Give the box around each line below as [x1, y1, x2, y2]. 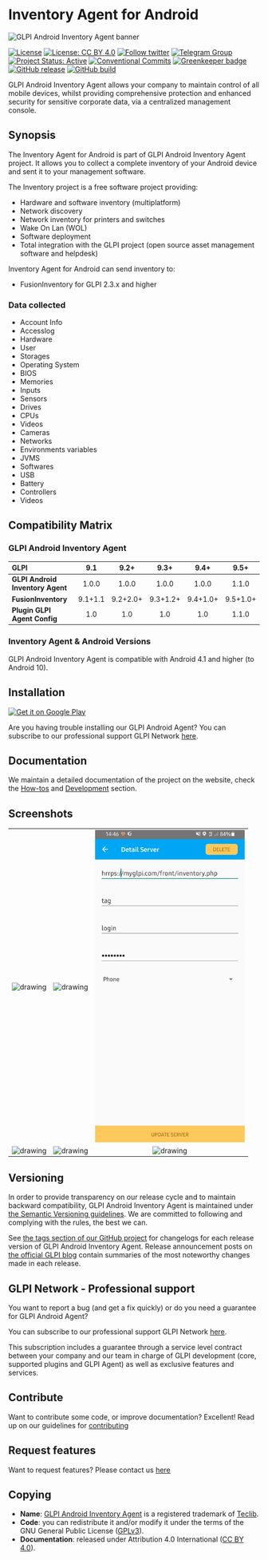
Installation [8, 686, 65, 699]
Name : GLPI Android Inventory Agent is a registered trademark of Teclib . [19, 1509, 259, 1518]
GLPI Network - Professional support [8, 1281, 195, 1295]
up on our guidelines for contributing [8, 1420, 129, 1430]
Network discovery [19, 206, 83, 216]
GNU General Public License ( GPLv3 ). [19, 1526, 144, 1536]
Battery [19, 479, 45, 489]
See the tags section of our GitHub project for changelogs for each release [8, 1233, 254, 1243]
